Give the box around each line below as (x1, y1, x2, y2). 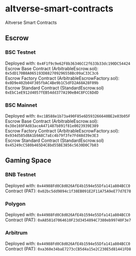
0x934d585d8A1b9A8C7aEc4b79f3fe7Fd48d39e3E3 (5, 133, 99, 138)
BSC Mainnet (5, 102, 37, 109)
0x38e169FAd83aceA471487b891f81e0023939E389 (5, 123, 99, 128)
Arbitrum (5, 229, 28, 236)
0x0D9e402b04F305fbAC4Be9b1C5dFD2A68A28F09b (5, 80, 99, 85)
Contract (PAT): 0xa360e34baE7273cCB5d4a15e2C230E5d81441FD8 (5, 246, 132, 252)
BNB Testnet (5, 171, 36, 178)
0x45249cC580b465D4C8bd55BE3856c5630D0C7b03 (5, 142, 99, 147)
